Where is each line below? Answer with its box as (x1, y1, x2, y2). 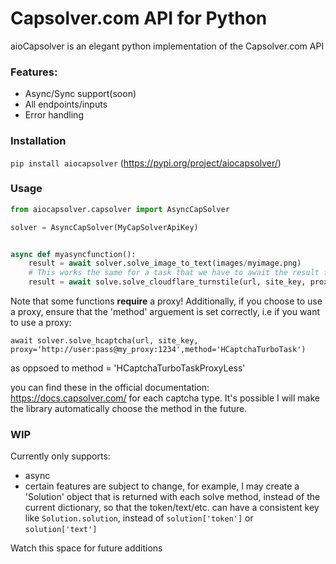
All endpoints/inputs (24, 98, 108, 111)
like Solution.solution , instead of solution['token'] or (24, 512, 254, 524)
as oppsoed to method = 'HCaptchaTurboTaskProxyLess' (10, 362, 246, 374)
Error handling (24, 109, 84, 121)
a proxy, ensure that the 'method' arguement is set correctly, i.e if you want (10, 306, 321, 318)
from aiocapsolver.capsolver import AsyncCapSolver (10, 204, 230, 214)
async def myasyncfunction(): (10, 249, 137, 259)
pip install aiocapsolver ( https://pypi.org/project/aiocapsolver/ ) (10, 157, 282, 169)
